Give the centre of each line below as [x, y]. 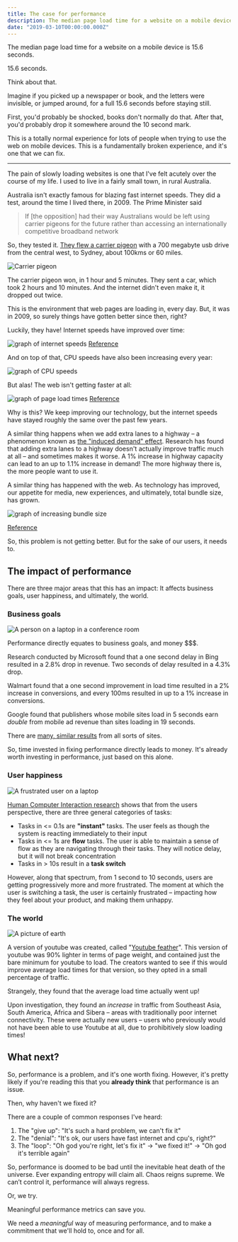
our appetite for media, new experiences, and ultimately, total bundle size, [115, 492]
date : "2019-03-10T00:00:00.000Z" [58, 27]
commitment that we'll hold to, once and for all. [76, 1231]
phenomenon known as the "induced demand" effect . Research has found [116, 441]
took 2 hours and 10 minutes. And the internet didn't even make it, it [106, 288]
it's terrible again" [44, 1153]
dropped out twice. [35, 295]
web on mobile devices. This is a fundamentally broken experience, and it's [117, 146]
